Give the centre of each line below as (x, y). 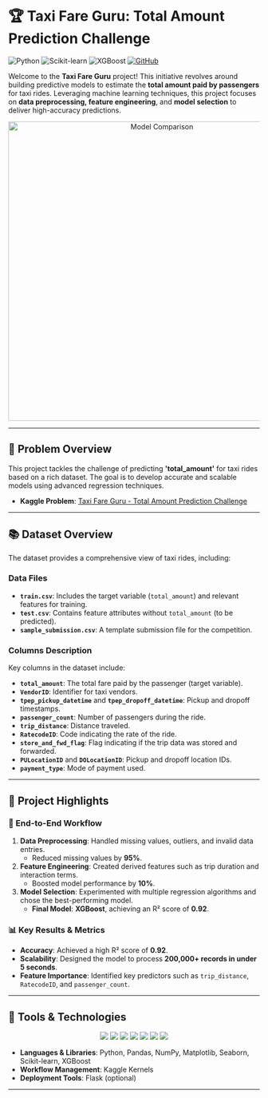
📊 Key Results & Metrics (57, 930)
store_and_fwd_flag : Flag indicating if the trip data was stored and (128, 743)
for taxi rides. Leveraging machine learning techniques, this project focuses (132, 93)
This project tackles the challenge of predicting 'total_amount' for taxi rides (133, 468)
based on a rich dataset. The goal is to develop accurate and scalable (123, 477)
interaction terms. (49, 874)
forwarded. (38, 751)
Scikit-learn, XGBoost (55, 1060)
